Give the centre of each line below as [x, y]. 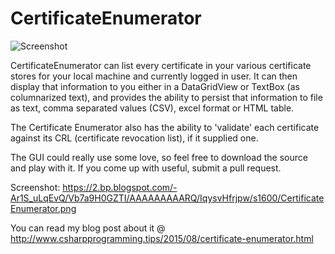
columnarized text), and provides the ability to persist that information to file [166, 97]
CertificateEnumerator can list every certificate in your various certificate [161, 65]
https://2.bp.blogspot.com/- [120, 187]
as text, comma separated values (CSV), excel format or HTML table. [152, 108]
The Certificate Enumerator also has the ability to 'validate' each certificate [165, 127]
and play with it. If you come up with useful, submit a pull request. [146, 168]
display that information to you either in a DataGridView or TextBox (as [155, 86]
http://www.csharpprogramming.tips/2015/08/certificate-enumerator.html [162, 238]
